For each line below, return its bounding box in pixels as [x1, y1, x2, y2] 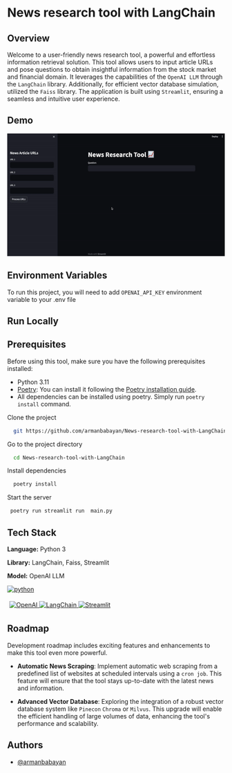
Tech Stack [7, 526, 57, 538]
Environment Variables [7, 269, 108, 281]
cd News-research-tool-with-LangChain [13, 454, 126, 461]
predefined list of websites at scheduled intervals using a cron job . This [17, 669, 222, 678]
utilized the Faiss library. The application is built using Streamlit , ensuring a [7, 88, 223, 95]
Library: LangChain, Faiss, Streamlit [7, 558, 110, 567]
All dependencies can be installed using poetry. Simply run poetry [17, 392, 205, 401]
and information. [17, 684, 64, 692]
